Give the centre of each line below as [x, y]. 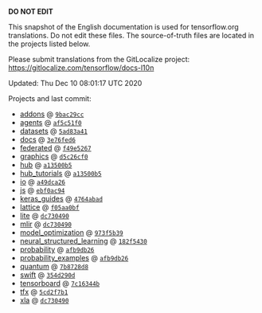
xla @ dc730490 [44, 300]
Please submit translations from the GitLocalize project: [99, 59]
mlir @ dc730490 [45, 224]
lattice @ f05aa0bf [49, 207]
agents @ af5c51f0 [51, 122]
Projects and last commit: [50, 98]
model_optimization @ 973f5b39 [71, 233]
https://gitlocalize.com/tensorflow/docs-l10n [81, 68]
